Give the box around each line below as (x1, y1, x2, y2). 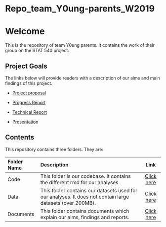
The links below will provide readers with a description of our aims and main (5, 75, 161, 81)
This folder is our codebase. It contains (40, 172, 131, 179)
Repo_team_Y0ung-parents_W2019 (5, 3, 155, 14)
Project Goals (5, 62, 48, 70)
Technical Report (12, 109, 47, 115)
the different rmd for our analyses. (40, 179, 120, 186)
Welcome (5, 26, 45, 37)
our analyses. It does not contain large (40, 193, 129, 200)
